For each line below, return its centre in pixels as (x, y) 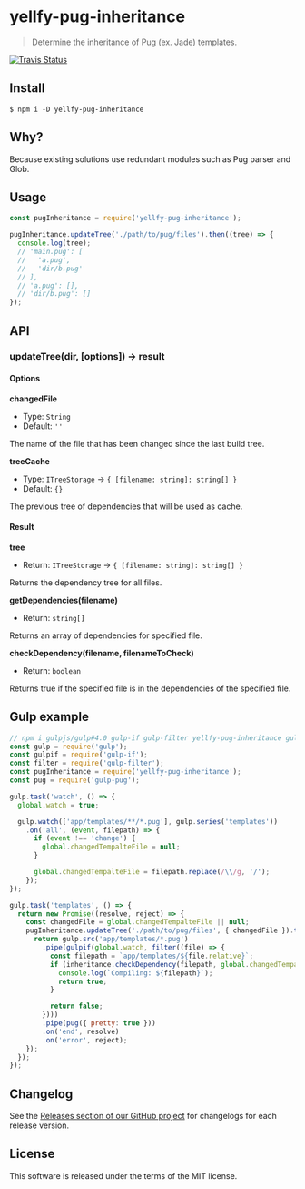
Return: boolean (52, 670)
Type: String (46, 416)
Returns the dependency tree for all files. (86, 582)
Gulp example (49, 717)
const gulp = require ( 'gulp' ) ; (69, 747)
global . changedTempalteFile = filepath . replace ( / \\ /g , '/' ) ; (152, 872)
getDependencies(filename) (64, 600)
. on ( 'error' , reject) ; (85, 1040)
